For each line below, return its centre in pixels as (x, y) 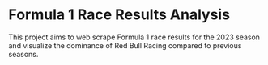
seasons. (23, 54)
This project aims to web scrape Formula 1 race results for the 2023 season (134, 37)
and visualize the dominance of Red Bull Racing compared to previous (125, 45)
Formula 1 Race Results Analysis (119, 15)
